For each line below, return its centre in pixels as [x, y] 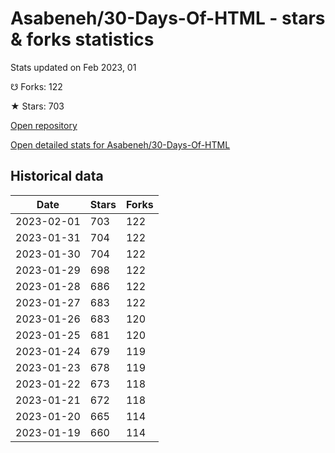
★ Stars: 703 [37, 106]
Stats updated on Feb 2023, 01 [73, 67]
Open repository [44, 125]
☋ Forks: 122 [36, 86]
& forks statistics [82, 39]
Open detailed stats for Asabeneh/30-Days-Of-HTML [120, 144]
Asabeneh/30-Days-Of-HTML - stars [168, 18]
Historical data [57, 176]
